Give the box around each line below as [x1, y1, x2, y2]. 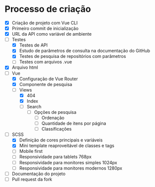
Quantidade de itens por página [41, 120, 106, 127]
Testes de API [19, 42, 48, 48]
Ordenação [41, 115, 65, 121]
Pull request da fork [11, 176, 53, 182]
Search [26, 103, 42, 109]
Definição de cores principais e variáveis [19, 137, 103, 143]
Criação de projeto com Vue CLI [11, 20, 78, 26]
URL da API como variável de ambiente [11, 31, 92, 37]
